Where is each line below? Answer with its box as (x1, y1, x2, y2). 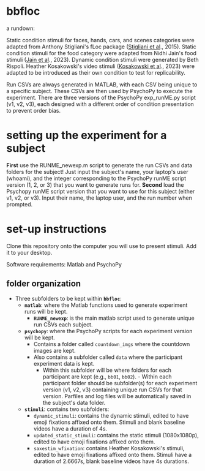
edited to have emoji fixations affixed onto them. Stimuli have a (33, 451, 192, 458)
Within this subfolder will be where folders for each (42, 366, 172, 374)
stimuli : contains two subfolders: (24, 405, 110, 413)
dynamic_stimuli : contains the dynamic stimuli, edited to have (33, 412, 189, 419)
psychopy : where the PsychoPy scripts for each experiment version (24, 327, 193, 334)
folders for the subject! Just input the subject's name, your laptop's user (6, 168, 188, 175)
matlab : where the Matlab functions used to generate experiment (24, 301, 188, 309)
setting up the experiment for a (6, 129, 167, 142)
